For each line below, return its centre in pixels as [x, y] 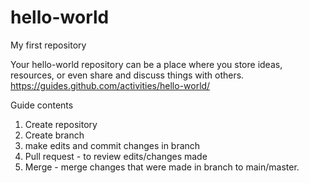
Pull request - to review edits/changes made [116, 156]
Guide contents [42, 105]
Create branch [54, 135]
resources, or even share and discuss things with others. [127, 75]
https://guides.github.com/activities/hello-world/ [110, 85]
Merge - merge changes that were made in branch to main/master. [162, 167]
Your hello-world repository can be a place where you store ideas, [146, 64]
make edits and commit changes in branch [112, 145]
